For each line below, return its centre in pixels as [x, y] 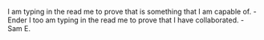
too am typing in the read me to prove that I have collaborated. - [138, 20]
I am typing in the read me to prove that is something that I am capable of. [130, 12]
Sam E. [19, 28]
